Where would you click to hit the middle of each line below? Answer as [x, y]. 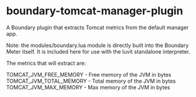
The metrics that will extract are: [46, 63]
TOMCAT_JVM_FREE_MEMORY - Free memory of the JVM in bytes [89, 74]
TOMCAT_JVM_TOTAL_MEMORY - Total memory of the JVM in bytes [91, 81]
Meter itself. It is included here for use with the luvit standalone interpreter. [98, 51]
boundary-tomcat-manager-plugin [95, 11]
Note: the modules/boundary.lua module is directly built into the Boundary [97, 45]
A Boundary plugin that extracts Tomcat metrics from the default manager [97, 27]
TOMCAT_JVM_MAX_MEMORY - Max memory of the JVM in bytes [88, 87]
